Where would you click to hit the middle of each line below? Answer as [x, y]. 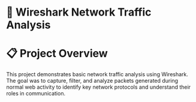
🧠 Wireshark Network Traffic [79, 12]
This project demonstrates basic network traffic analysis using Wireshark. [97, 74]
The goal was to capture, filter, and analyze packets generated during [92, 81]
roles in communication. [36, 94]
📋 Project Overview [57, 54]
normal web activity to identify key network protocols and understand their [98, 87]
